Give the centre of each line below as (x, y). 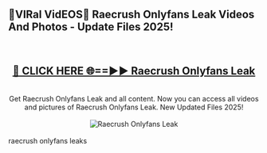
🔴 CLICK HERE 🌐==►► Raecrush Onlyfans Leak (134, 71)
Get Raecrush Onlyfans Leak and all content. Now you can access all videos (134, 98)
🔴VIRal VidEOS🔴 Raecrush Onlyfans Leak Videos (132, 15)
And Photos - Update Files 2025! (91, 27)
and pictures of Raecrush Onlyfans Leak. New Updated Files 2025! (134, 107)
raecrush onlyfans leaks (48, 140)
